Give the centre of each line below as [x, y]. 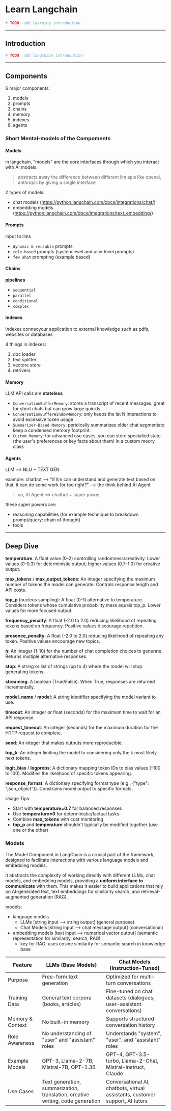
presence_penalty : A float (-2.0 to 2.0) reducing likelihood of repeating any [84, 636]
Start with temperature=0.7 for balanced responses [67, 808]
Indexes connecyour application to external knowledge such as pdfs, [77, 329]
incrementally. [20, 687]
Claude [115, 1073]
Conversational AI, [128, 1081]
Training [18, 997]
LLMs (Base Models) [72, 965]
